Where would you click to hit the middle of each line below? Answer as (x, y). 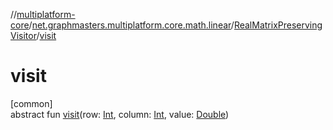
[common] (31, 103)
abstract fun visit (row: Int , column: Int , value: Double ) (120, 114)
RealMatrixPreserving (278, 25)
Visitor (23, 35)
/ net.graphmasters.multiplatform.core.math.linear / (131, 25)
